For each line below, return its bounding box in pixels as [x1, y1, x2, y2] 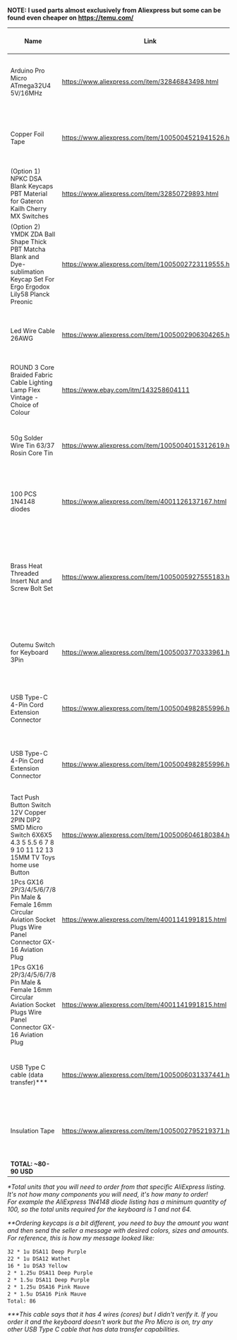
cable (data [10, 1070, 44, 1079]
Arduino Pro [10, 66, 45, 75]
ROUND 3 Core [10, 363, 55, 372]
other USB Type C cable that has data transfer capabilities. [7, 1325, 180, 1334]
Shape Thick [10, 237, 47, 246]
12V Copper [10, 808, 47, 817]
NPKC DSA [10, 174, 42, 183]
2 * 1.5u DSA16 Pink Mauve [7, 1291, 87, 1298]
